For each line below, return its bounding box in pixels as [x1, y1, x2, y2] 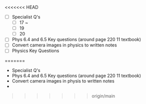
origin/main [91, 93, 115, 99]
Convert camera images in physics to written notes [11, 42, 117, 48]
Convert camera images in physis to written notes [11, 78, 114, 84]
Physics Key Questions [11, 47, 59, 54]
